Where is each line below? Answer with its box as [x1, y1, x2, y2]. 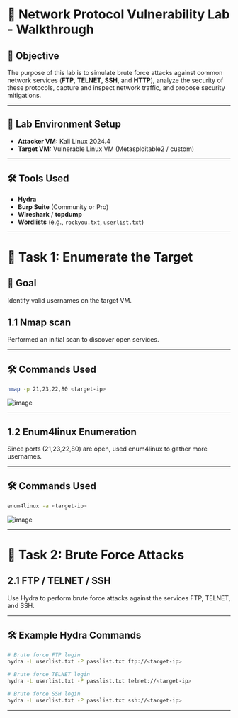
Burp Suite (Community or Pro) [17, 202, 109, 211]
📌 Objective [7, 50, 59, 62]
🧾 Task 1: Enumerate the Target [7, 249, 193, 265]
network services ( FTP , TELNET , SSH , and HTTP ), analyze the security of [7, 76, 224, 84]
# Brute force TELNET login [7, 671, 91, 678]
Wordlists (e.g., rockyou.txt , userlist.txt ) [17, 218, 144, 226]
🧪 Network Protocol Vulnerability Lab [7, 6, 230, 23]
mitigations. [7, 91, 42, 99]
